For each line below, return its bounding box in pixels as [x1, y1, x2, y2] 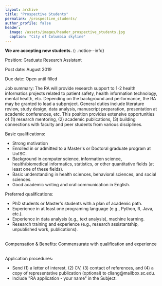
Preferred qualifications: [5, 191, 54, 197]
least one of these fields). [12, 166, 64, 172]
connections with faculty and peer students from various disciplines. [5, 121, 143, 127]
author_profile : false [5, 20, 51, 26]
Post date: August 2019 [5, 66, 52, 72]
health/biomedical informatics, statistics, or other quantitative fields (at [12, 161, 154, 167]
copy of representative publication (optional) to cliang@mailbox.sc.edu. [12, 270, 156, 276]
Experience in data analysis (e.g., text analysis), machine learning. [12, 216, 145, 222]
